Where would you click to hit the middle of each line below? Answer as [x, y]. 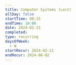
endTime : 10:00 [21, 23]
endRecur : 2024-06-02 [27, 55]
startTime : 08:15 [23, 19]
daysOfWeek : [17, 42]
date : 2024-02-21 [23, 28]
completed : [16, 32]
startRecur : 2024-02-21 [30, 50]
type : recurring [22, 37]
